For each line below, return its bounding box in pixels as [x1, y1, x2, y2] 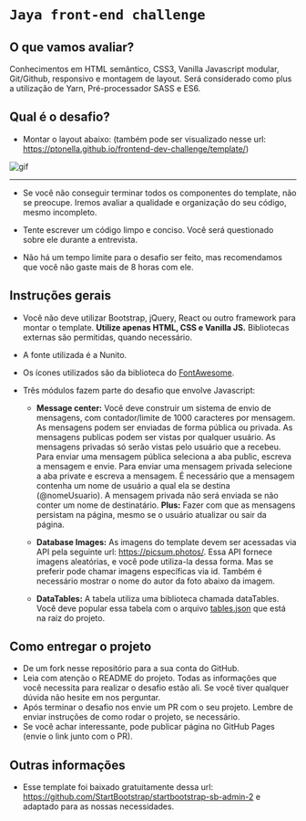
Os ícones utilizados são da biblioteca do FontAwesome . [22, 367, 235, 378]
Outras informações [9, 757, 126, 773]
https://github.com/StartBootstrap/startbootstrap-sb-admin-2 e [22, 792, 261, 803]
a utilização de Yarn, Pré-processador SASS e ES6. [9, 83, 201, 93]
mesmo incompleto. [22, 206, 97, 217]
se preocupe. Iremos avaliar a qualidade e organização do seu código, [22, 196, 287, 207]
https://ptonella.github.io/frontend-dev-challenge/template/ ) [22, 143, 249, 154]
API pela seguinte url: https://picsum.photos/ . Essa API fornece [36, 546, 273, 557]
